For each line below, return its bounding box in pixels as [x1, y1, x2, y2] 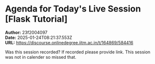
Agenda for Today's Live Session [5, 3, 141, 14]
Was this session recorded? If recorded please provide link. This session [5, 49, 151, 55]
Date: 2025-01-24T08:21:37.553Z [5, 35, 72, 40]
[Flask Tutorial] [5, 13, 68, 25]
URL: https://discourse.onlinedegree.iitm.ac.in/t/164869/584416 [5, 39, 134, 45]
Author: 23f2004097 [5, 29, 48, 35]
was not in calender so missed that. [5, 54, 77, 60]
